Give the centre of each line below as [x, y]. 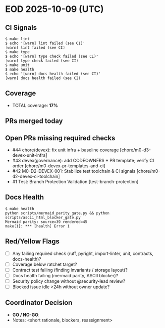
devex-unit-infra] [30, 155]
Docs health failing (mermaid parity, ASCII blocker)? [65, 275]
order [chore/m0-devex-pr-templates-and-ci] [59, 166]
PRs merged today [34, 121]
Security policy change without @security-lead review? [69, 281]
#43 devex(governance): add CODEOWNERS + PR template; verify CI [83, 161]
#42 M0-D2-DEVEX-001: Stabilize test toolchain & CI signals [74, 171]
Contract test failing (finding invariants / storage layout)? [70, 270]
